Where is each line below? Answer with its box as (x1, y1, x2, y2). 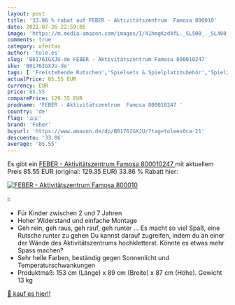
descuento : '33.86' (7, 134, 64, 141)
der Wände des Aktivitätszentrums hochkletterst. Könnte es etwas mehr (17, 239, 225, 248)
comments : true (7, 36, 52, 43)
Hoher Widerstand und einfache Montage (17, 217, 138, 225)
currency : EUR (7, 82, 49, 89)
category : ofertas (7, 43, 61, 50)
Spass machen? (17, 246, 64, 255)
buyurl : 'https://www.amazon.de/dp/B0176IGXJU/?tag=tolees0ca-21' (7, 128, 205, 135)
